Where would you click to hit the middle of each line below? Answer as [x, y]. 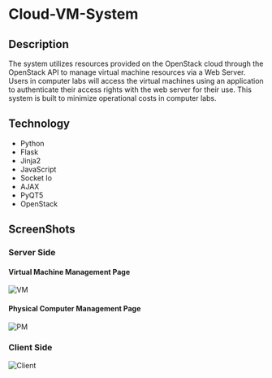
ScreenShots [42, 230]
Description [39, 44]
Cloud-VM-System [73, 14]
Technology [39, 124]
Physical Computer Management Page [75, 308]
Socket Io [36, 178]
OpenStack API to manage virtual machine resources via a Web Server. [127, 72]
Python [32, 143]
